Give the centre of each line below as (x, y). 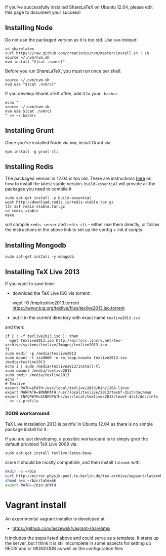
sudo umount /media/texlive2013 (38, 371)
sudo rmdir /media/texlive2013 (37, 375)
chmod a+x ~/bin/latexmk (31, 481)
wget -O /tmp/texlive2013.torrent (46, 303)
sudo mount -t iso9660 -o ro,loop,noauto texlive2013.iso (66, 358)
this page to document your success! (43, 12)
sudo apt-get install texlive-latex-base (48, 453)
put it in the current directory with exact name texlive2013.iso (76, 318)
